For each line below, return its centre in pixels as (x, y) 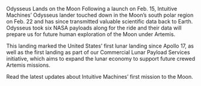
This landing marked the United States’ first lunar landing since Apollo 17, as (100, 46)
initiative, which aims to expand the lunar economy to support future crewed (101, 59)
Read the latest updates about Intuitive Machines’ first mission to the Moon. (100, 77)
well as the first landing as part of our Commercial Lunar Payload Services (98, 52)
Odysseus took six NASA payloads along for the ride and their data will (94, 28)
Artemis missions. (28, 65)
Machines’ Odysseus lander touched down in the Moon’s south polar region (100, 15)
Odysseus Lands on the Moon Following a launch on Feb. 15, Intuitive (92, 9)
